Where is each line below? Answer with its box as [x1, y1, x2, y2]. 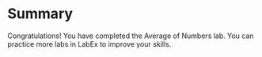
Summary [7, 5, 73, 23]
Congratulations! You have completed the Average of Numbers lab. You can [7, 31, 254, 40]
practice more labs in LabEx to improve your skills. [7, 39, 172, 48]
